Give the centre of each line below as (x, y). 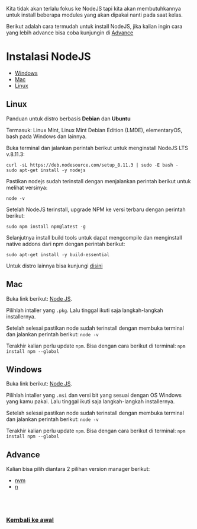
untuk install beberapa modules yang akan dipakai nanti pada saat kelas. (95, 15)
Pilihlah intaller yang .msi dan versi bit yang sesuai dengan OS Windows (94, 395)
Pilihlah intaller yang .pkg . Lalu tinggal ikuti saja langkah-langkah (85, 310)
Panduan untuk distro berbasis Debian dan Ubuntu (69, 119)
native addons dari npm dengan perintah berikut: (66, 244)
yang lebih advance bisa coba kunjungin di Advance (70, 33)
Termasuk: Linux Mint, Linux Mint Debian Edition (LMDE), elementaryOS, (94, 130)
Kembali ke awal (30, 520)
